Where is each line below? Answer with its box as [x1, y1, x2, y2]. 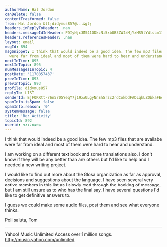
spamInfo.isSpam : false [5, 100, 55, 105]
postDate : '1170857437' [5, 72, 55, 77]
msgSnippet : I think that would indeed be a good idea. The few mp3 [5, 49, 150, 54]
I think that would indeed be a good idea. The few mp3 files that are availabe [5, 136, 162, 142]
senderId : [5, 95, 26, 100]
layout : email [5, 40, 35, 45]
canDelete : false [5, 12, 41, 17]
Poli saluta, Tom [5, 217, 38, 223]
